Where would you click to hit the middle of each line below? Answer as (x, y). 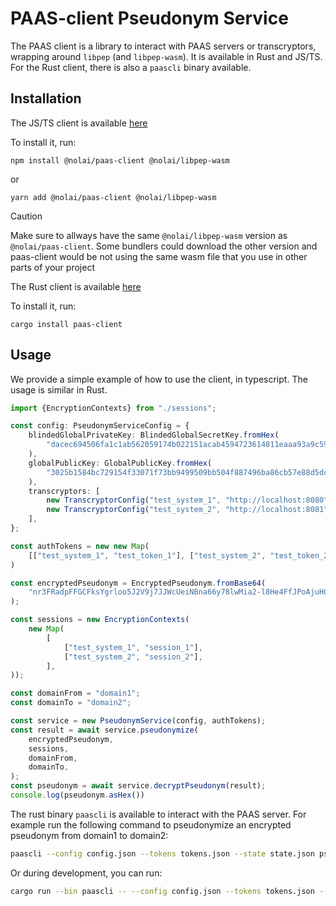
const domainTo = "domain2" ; (71, 703)
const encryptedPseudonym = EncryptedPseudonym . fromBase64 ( (138, 583)
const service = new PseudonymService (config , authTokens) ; (138, 721)
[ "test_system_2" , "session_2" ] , (133, 657)
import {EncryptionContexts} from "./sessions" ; (113, 408)
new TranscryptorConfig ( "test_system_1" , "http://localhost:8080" (187, 500)
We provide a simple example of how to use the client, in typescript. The (159, 379)
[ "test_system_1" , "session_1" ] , (133, 647)
